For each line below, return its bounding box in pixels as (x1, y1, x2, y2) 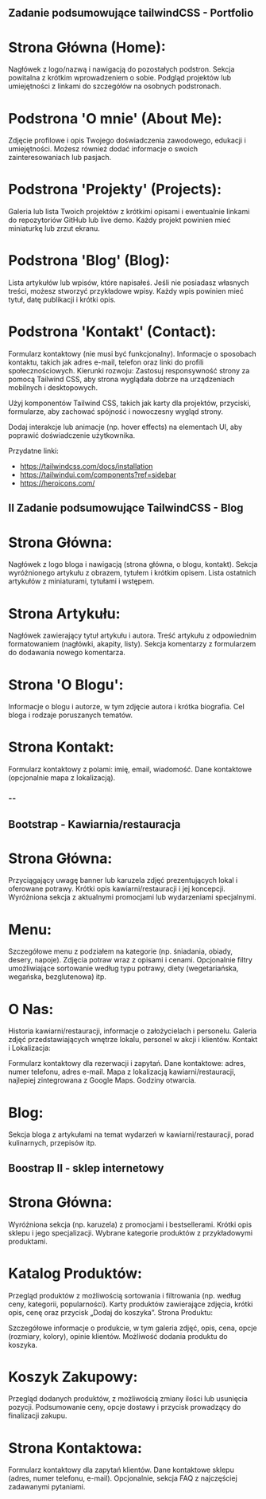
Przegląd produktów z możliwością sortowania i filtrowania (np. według (8, 1290, 241, 1300)
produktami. (8, 1236, 48, 1246)
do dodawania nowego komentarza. (8, 648, 125, 658)
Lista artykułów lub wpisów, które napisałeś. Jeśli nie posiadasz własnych (8, 278, 249, 287)
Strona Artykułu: (8, 604, 121, 623)
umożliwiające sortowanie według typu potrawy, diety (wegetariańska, (8, 963, 239, 974)
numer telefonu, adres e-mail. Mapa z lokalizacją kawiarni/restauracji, (8, 1067, 236, 1077)
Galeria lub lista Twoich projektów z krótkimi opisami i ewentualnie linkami (8, 207, 250, 217)
